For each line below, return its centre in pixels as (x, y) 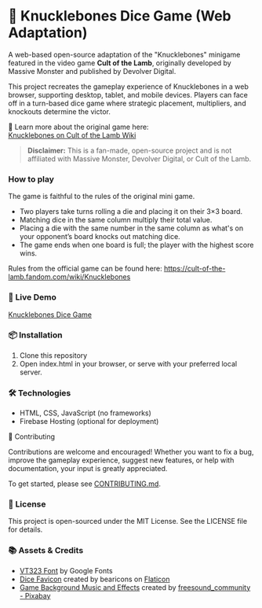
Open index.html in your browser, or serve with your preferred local (128, 363)
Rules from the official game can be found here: (85, 269)
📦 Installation (35, 335)
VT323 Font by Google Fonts (66, 570)
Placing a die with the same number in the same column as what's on (131, 228)
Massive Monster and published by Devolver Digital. (92, 71)
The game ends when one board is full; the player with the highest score (136, 245)
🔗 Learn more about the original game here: (78, 127)
